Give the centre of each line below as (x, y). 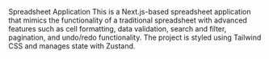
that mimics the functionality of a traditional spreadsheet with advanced (128, 20)
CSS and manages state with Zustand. (72, 46)
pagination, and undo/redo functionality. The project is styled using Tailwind (135, 37)
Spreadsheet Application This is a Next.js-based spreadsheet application (130, 12)
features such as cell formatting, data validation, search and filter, (118, 29)
